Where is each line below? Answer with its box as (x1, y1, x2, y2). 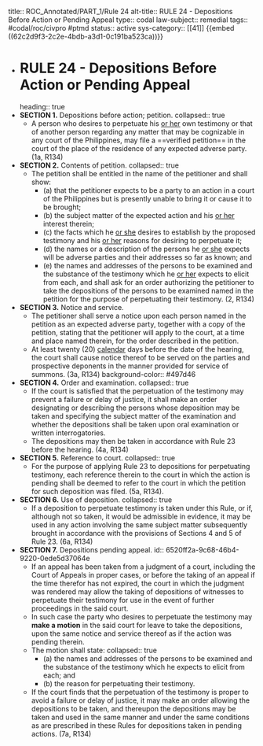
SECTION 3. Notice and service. (19, 302, 124, 312)
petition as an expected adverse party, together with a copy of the (31, 319, 246, 329)
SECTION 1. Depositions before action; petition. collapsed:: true (19, 110, 225, 120)
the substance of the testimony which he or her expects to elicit (42, 269, 250, 279)
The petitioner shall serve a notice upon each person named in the (31, 311, 247, 320)
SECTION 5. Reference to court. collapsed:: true (19, 452, 175, 463)
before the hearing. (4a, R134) (31, 445, 130, 454)
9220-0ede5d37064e (19, 553, 90, 563)
